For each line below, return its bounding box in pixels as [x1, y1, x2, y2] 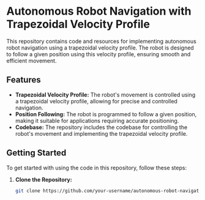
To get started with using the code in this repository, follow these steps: [6, 164, 187, 171]
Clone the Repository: [15, 176, 72, 183]
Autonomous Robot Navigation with [6, 4, 192, 18]
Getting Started [6, 148, 67, 158]
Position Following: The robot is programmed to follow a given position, [15, 110, 197, 117]
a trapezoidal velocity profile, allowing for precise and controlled [15, 97, 177, 105]
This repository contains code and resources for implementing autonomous [6, 37, 197, 45]
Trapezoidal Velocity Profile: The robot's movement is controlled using [15, 91, 196, 98]
